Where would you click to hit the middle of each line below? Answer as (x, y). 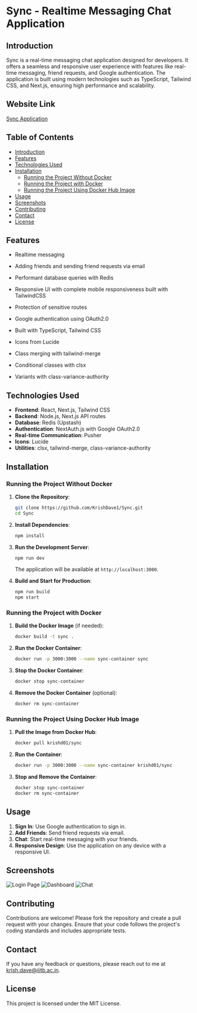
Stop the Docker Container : (49, 671)
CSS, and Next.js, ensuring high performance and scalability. (81, 85)
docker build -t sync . (44, 637)
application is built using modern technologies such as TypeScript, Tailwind (99, 79)
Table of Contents (40, 138)
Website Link (31, 104)
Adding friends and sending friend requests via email (80, 266)
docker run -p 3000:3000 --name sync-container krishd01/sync (93, 766)
